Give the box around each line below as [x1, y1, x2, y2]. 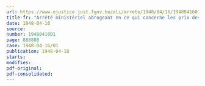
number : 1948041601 [6, 31, 56, 38]
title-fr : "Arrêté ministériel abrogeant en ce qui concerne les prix [6, 15, 190, 21]
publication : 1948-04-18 [6, 48, 70, 55]
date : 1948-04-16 [6, 20, 51, 26]
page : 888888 [6, 37, 40, 43]
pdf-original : [6, 65, 43, 71]
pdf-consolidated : [6, 71, 53, 77]
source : [6, 25, 26, 32]
